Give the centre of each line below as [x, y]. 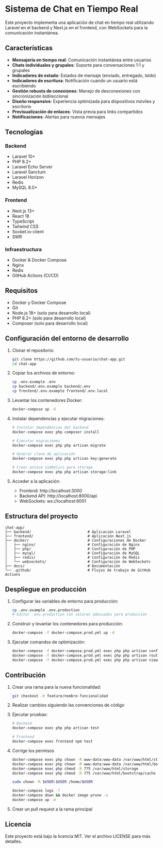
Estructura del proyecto [42, 517]
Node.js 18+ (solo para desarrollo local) [51, 313]
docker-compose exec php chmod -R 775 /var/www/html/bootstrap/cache [84, 773]
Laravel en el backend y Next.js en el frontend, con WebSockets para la [76, 27]
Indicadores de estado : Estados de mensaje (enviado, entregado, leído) [84, 75]
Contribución [25, 675]
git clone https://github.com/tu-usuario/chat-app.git [69, 359]
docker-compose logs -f [36, 791]
